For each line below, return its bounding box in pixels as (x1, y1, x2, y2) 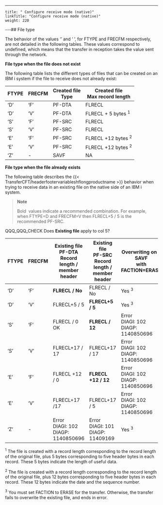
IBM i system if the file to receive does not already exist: (5, 76, 117, 81)
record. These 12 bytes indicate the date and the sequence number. (5, 479, 141, 485)
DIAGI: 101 (89, 423, 114, 430)
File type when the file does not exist (5, 61, 81, 67)
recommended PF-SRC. (16, 218, 65, 224)
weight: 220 (5, 18, 29, 23)
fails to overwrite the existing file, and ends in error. (5, 494, 108, 500)
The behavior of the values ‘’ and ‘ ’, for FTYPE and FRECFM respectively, (5, 36, 151, 42)
